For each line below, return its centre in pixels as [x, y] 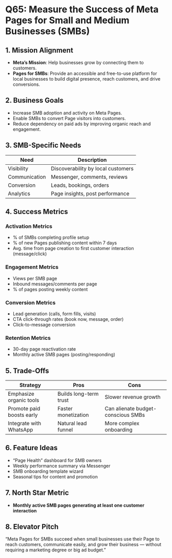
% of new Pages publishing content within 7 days [65, 243]
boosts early [23, 415]
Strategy [30, 385]
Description [92, 160]
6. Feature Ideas [31, 448]
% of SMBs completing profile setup [51, 238]
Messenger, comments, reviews [89, 177]
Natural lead [72, 424]
